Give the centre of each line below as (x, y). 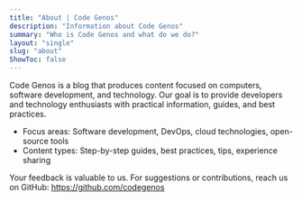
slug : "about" (36, 51)
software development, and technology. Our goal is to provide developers (146, 95)
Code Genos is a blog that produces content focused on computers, (136, 85)
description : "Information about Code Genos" (96, 26)
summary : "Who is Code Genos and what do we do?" (105, 34)
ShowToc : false (38, 59)
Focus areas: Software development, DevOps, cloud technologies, (145, 131)
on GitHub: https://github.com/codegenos (87, 187)
